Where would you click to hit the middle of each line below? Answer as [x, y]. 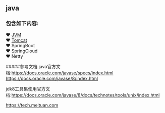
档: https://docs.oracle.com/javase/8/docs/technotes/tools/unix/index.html [83, 95]
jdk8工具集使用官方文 [28, 89]
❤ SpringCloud [22, 51]
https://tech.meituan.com [32, 105]
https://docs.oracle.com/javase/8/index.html [52, 78]
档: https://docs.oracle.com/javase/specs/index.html [60, 73]
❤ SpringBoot [20, 45]
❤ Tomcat [16, 40]
